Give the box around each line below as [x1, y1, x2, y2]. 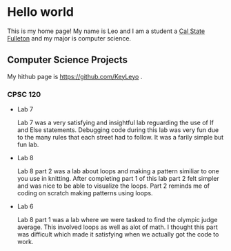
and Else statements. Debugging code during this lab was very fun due [17, 126, 219, 134]
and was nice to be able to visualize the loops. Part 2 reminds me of [17, 182, 210, 190]
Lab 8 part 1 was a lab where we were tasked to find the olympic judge [17, 216, 218, 224]
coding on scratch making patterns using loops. [17, 189, 153, 197]
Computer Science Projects [7, 54, 128, 66]
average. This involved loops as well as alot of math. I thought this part [17, 223, 219, 231]
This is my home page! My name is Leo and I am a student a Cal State [7, 27, 205, 35]
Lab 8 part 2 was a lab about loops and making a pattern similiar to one [17, 167, 219, 175]
